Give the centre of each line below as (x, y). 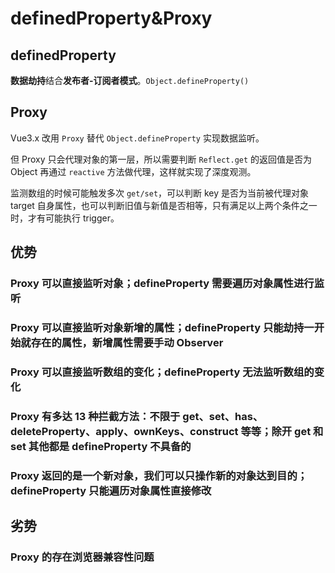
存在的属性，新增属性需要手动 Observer (127, 343)
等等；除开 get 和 (282, 431)
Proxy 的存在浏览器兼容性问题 (82, 557)
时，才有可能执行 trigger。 (65, 218)
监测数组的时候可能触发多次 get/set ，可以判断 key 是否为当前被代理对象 (160, 193)
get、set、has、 (223, 416)
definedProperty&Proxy (111, 18)
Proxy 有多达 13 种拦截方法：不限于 (95, 416)
